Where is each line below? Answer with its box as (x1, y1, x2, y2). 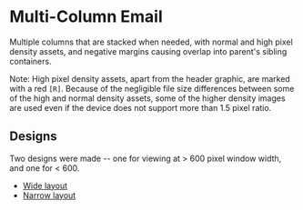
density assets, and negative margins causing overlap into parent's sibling (9, 45, 288, 56)
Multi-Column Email (9, 6, 163, 27)
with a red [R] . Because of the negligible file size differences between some (9, 83, 295, 94)
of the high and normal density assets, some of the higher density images (9, 93, 286, 104)
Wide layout (22, 180, 68, 191)
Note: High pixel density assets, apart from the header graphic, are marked (9, 73, 291, 84)
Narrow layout (22, 189, 76, 201)
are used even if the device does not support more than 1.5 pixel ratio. (9, 102, 272, 113)
